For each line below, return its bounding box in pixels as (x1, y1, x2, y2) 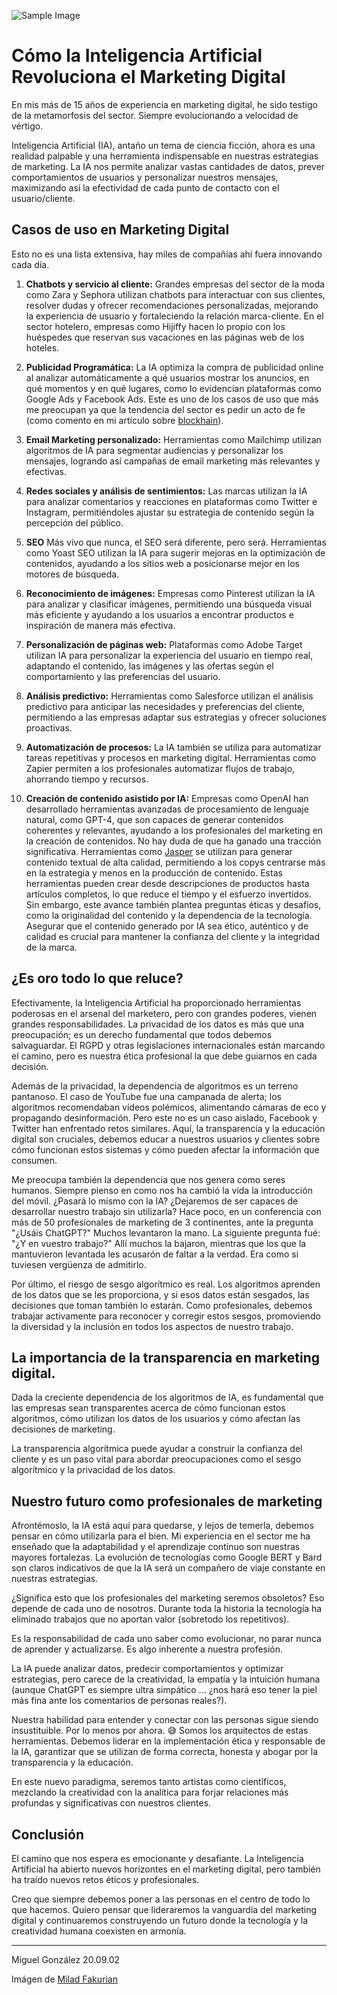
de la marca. (25, 941, 78, 953)
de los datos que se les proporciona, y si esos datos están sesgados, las (11, 1288, 310, 1300)
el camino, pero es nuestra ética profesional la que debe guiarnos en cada (11, 1050, 318, 1062)
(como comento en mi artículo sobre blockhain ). (25, 414, 224, 426)
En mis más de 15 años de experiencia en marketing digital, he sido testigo (11, 98, 318, 110)
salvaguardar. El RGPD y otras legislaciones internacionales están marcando (11, 1039, 326, 1051)
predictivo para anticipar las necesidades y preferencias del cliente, (25, 700, 306, 712)
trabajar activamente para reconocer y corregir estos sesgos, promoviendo (11, 1310, 321, 1322)
